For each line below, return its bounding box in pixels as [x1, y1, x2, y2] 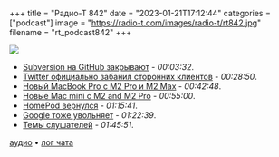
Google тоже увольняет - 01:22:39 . [22, 110, 157, 121]
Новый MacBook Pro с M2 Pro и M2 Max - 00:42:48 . [22, 81, 222, 92]
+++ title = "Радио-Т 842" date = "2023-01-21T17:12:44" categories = [9, 8, 272, 18]
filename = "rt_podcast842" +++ [9, 27, 132, 37]
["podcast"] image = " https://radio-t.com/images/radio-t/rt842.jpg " [9, 17, 262, 28]
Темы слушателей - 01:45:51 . [22, 120, 134, 130]
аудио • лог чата [9, 137, 74, 148]
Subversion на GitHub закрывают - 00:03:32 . [22, 62, 195, 72]
